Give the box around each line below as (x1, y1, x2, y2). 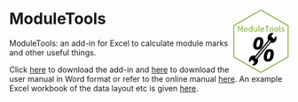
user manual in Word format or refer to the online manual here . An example (9, 73, 283, 84)
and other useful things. (9, 47, 97, 57)
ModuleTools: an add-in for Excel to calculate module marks (9, 38, 229, 48)
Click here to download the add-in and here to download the (9, 64, 230, 75)
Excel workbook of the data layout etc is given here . (9, 83, 200, 93)
